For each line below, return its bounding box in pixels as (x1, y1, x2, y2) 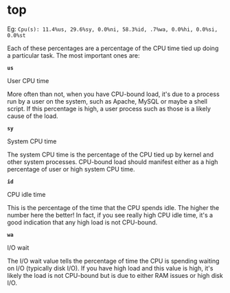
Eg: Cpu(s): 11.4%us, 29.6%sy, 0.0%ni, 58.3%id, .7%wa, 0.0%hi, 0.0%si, (7, 25, 218, 33)
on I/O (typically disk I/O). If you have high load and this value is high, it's (7, 263, 214, 272)
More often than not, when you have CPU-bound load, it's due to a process (7, 90, 220, 98)
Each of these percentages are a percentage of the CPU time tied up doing (7, 44, 219, 52)
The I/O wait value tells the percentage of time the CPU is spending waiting (7, 257, 220, 265)
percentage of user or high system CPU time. (7, 165, 135, 173)
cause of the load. (7, 112, 58, 120)
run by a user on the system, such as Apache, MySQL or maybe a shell (7, 97, 208, 105)
